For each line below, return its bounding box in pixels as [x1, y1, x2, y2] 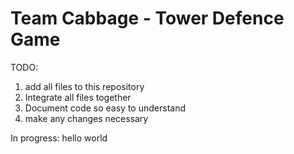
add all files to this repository [24, 80, 145, 92]
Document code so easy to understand [24, 102, 187, 114]
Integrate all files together [24, 91, 132, 103]
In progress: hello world [10, 132, 108, 144]
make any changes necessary [24, 112, 149, 124]
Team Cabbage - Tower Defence [10, 7, 285, 30]
